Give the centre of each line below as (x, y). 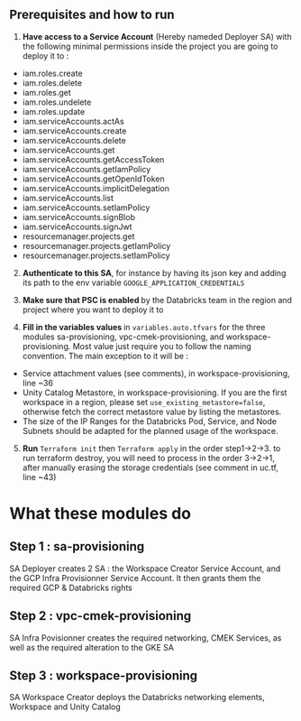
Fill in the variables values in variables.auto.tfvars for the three (144, 327)
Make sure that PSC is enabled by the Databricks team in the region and (157, 300)
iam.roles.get (47, 92)
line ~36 (38, 383)
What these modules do (100, 513)
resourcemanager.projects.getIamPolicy (96, 245)
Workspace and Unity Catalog (65, 707)
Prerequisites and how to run (92, 15)
